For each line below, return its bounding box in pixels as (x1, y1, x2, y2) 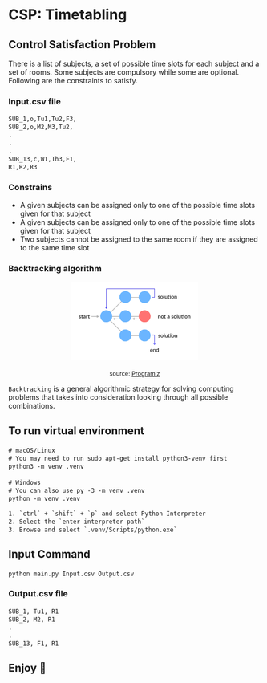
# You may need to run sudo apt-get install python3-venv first (8, 454, 228, 462)
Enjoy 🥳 (8, 661, 47, 675)
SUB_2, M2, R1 (8, 616, 56, 624)
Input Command (8, 547, 91, 561)
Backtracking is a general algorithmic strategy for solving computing (8, 384, 234, 393)
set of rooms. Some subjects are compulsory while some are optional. (8, 67, 239, 77)
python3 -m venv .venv (8, 462, 84, 470)
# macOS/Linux (8, 446, 56, 454)
